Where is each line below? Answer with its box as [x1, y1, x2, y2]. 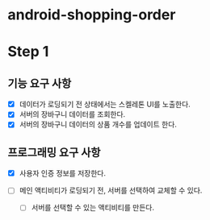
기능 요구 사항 [7, 77, 72, 90]
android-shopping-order [7, 6, 176, 24]
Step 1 [7, 43, 49, 61]
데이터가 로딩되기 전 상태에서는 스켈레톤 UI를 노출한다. [19, 99, 191, 110]
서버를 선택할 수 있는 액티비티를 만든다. [31, 203, 155, 213]
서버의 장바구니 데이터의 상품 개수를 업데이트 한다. [19, 119, 177, 130]
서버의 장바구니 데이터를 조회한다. [19, 110, 126, 119]
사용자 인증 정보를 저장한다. [19, 168, 107, 178]
